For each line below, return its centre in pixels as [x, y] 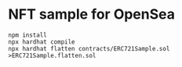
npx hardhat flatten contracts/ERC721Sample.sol [89, 48]
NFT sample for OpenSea [91, 14]
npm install [27, 35]
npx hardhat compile [42, 42]
